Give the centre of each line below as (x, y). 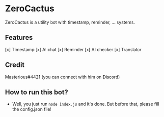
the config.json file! (32, 109)
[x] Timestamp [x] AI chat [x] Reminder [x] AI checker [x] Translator (73, 49)
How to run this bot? (37, 92)
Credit (15, 65)
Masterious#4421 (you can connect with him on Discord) (63, 77)
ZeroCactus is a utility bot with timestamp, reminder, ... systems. (70, 22)
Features (19, 38)
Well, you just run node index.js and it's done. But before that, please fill (86, 104)
